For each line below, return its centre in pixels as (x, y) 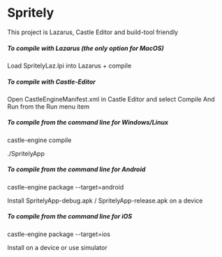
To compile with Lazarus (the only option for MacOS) (86, 48)
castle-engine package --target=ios (59, 234)
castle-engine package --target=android (66, 187)
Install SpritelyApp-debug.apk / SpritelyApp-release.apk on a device (105, 201)
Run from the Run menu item (48, 107)
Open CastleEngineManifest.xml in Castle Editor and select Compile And (111, 99)
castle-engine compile (39, 140)
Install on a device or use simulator (57, 247)
